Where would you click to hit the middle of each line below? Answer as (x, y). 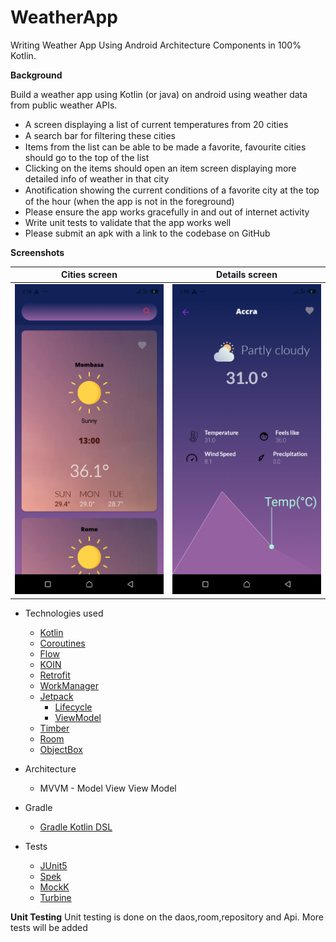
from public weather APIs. (64, 105)
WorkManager (69, 685)
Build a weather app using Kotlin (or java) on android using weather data (159, 94)
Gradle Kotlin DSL (76, 827)
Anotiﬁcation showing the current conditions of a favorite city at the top (172, 190)
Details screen (247, 275)
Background (36, 75)
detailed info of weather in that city (97, 178)
